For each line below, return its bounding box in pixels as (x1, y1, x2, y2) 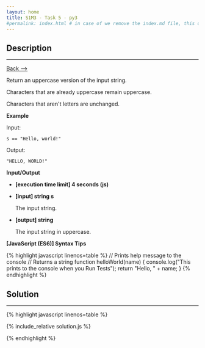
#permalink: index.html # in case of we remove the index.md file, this (6, 20, 195, 26)
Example (6, 112, 29, 120)
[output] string (15, 216, 54, 223)
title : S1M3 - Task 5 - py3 (6, 15, 78, 21)
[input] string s (15, 193, 54, 200)
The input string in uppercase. (15, 228, 92, 236)
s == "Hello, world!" (6, 136, 62, 142)
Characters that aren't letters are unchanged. (6, 100, 120, 107)
